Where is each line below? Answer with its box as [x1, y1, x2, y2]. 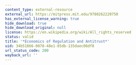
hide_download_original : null [5, 25, 67, 30]
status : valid [5, 35, 34, 40]
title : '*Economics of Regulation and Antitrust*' [5, 39, 110, 44]
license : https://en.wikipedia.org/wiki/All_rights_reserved [5, 30, 132, 35]
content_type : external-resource [5, 7, 73, 12]
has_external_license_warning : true [5, 16, 79, 21]
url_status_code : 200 [5, 48, 49, 53]
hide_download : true [5, 21, 47, 26]
